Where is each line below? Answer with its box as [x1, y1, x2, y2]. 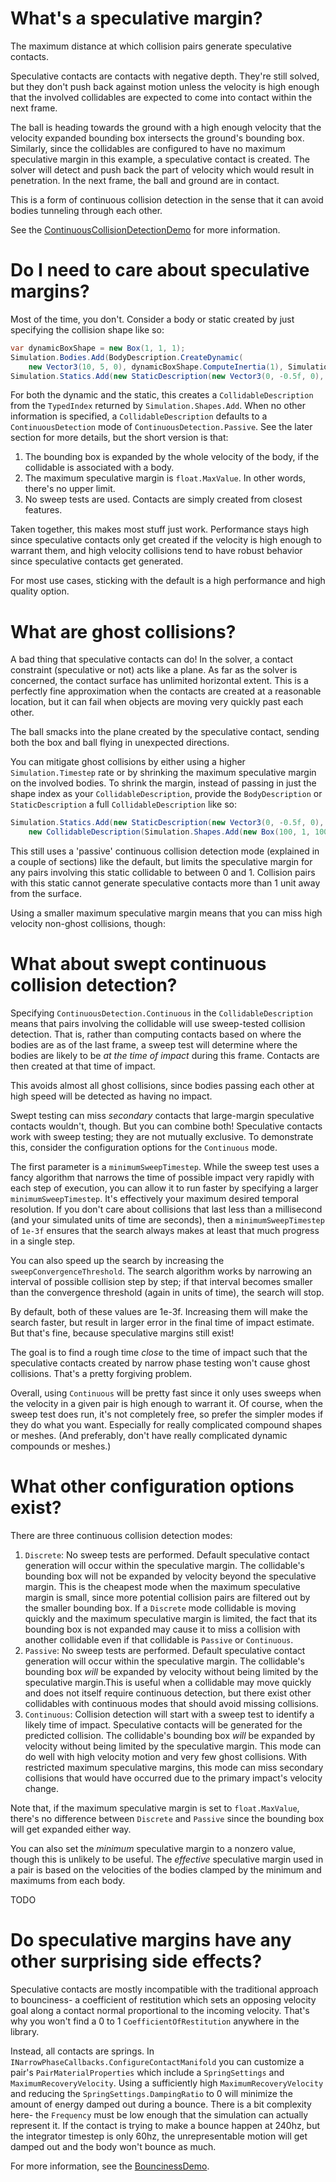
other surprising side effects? [10, 1950, 263, 1973]
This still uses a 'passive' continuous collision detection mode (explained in [10, 845, 320, 857]
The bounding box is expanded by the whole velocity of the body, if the [24, 451, 320, 463]
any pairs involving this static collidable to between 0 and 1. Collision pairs [10, 867, 316, 879]
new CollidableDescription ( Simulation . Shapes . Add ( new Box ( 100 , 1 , [28, 827, 311, 837]
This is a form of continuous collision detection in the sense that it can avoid [10, 193, 324, 206]
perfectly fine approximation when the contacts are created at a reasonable [10, 685, 322, 697]
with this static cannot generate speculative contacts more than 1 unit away [10, 877, 321, 889]
